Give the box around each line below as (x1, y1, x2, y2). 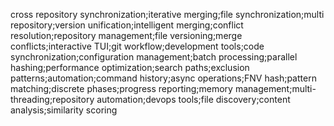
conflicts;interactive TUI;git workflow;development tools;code (10, 40, 265, 52)
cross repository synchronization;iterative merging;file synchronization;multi (10, 9, 325, 20)
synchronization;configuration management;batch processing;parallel (10, 51, 298, 63)
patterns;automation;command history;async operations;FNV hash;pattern (10, 72, 317, 84)
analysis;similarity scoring (10, 104, 118, 116)
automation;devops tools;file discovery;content (96, 94, 291, 105)
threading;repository (10, 94, 95, 105)
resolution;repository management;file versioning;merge (10, 30, 243, 41)
